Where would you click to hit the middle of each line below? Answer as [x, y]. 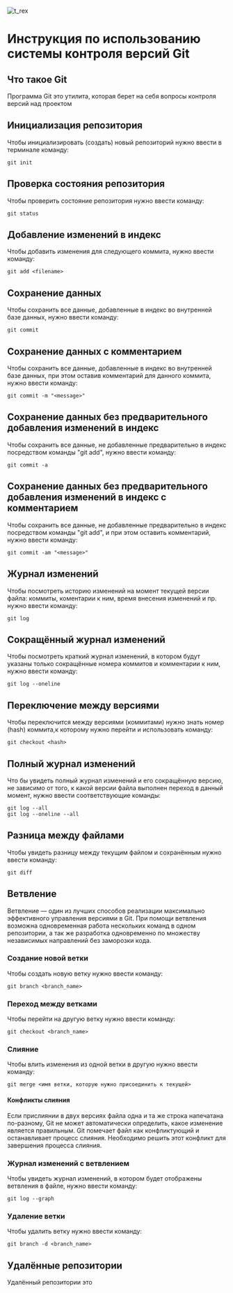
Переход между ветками [52, 1004]
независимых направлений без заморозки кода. [79, 940]
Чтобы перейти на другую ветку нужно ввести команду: [91, 1019]
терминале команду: [38, 149]
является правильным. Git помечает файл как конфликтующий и [103, 1131]
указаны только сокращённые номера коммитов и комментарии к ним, [114, 664]
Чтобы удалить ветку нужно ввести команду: [75, 1232]
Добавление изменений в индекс [84, 235]
